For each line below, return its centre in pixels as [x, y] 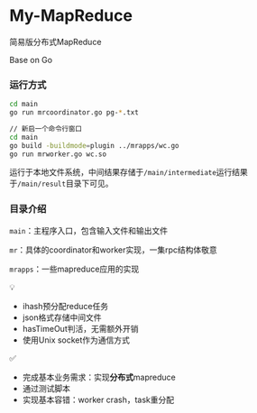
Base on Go [31, 60]
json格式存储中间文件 [62, 317]
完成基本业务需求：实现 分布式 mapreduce [99, 377]
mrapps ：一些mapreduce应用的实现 [74, 269]
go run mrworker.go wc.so [58, 154]
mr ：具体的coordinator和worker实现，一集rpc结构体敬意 [114, 250]
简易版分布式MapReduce [55, 41]
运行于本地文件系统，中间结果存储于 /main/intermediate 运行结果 [128, 172]
